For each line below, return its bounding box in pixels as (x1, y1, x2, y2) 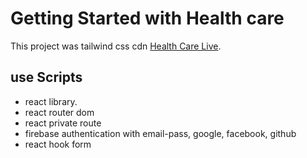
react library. (24, 95, 78, 107)
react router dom (24, 106, 95, 118)
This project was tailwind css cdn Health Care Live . (10, 40, 222, 52)
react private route (24, 117, 102, 129)
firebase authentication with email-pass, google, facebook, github (24, 127, 297, 139)
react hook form (24, 138, 92, 150)
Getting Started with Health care (10, 7, 285, 30)
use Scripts (10, 69, 83, 86)
